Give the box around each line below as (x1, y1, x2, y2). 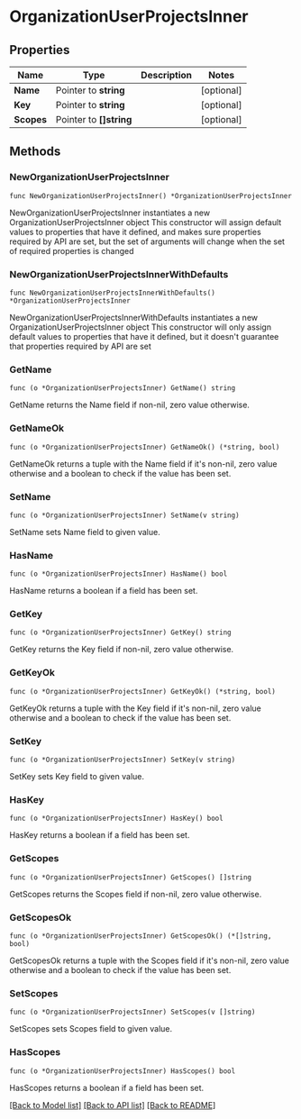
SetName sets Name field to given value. (9, 526, 160, 537)
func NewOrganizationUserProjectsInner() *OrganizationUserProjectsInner (9, 191, 293, 200)
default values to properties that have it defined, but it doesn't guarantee (9, 331, 279, 341)
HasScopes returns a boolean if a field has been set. (9, 1082, 205, 1093)
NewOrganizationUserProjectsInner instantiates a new (9, 207, 210, 218)
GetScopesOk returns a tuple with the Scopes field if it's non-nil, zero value (9, 955, 290, 966)
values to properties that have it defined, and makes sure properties (9, 226, 261, 237)
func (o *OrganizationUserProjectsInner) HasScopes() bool (9, 1066, 236, 1076)
